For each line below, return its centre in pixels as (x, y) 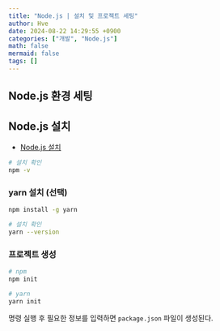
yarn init (25, 301)
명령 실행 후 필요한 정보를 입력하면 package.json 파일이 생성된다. (111, 318)
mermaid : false (34, 54)
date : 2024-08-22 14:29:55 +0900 (65, 31)
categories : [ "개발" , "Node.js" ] (63, 39)
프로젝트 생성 (32, 254)
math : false (28, 46)
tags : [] (23, 62)
